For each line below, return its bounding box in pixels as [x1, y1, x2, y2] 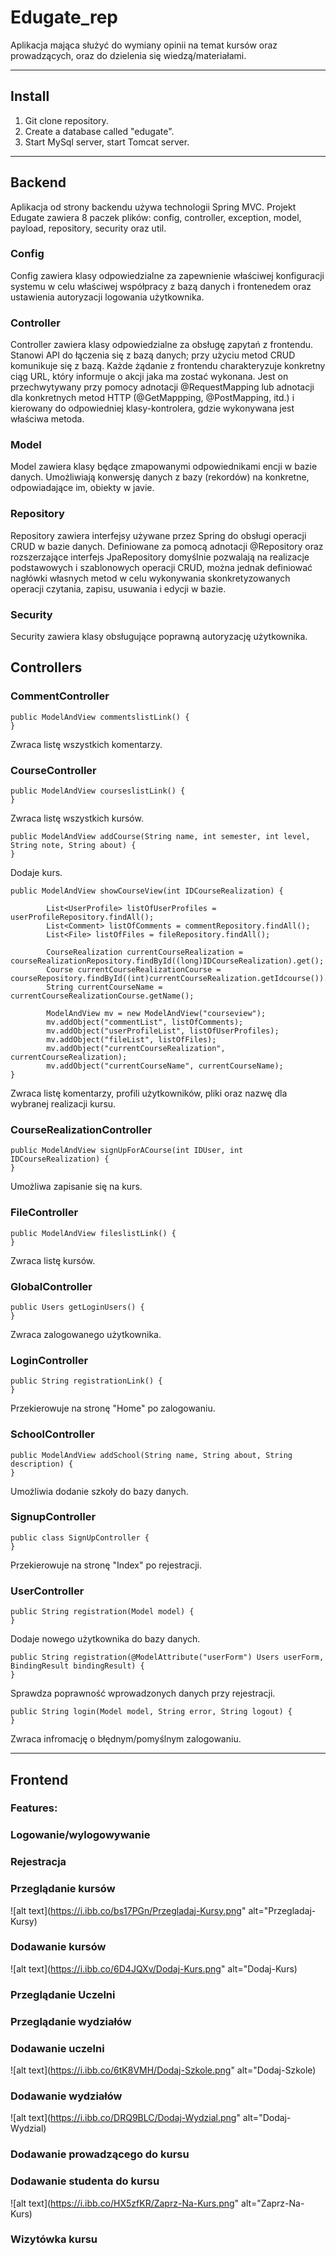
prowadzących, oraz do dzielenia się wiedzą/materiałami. [10, 49, 247, 61]
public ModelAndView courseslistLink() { [10, 786, 186, 796]
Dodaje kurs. [10, 867, 63, 879]
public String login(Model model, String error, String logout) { [10, 1707, 293, 1717]
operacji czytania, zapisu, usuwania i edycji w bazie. [10, 582, 227, 595]
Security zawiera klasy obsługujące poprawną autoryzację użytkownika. [10, 631, 308, 643]
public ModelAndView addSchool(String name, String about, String [10, 1450, 293, 1460]
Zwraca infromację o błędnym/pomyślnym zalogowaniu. [10, 1733, 242, 1745]
